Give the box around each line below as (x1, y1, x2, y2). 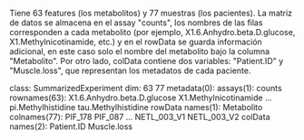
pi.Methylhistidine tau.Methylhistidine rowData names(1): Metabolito (9, 102, 263, 112)
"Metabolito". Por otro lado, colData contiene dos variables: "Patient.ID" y (9, 56, 284, 66)
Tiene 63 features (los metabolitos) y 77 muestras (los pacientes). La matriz (9, 8, 293, 18)
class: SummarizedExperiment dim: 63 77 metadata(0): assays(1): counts (9, 83, 283, 93)
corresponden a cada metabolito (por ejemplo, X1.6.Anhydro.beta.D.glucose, (9, 27, 296, 37)
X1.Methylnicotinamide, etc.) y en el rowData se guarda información (9, 36, 263, 47)
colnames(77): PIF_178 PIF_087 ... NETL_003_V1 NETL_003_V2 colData (9, 112, 270, 122)
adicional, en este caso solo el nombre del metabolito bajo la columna (9, 46, 270, 57)
